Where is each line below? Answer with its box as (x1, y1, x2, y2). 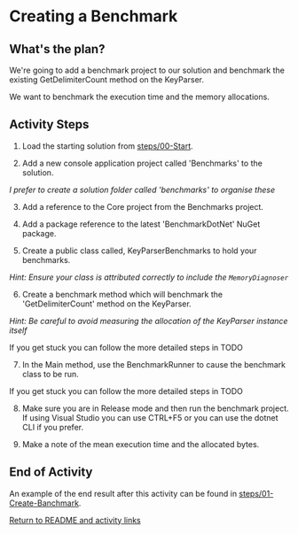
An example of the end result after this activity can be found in (9, 488, 238, 499)
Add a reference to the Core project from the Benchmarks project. (21, 201, 264, 212)
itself (9, 325, 27, 336)
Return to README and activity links (9, 515, 142, 525)
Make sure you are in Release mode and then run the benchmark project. (21, 403, 289, 414)
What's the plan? (9, 42, 106, 57)
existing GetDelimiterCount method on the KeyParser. (9, 74, 204, 85)
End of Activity (9, 465, 93, 480)
